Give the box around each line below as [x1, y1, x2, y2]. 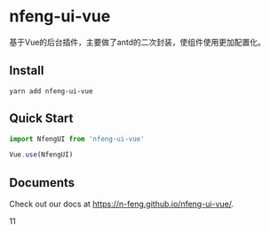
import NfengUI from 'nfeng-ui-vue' [9, 134, 145, 143]
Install [9, 63, 44, 78]
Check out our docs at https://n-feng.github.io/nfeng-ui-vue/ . [9, 198, 234, 210]
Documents [9, 175, 75, 190]
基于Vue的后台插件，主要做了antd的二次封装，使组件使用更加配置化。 [9, 36, 266, 47]
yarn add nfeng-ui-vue [9, 86, 93, 95]
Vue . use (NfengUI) [9, 150, 74, 159]
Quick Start [9, 111, 74, 126]
